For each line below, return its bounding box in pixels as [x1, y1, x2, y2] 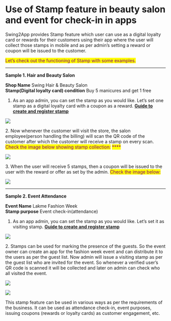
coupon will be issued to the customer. [5, 47, 87, 54]
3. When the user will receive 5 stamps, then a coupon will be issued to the [5, 163, 163, 169]
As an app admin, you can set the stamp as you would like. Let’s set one [12, 97, 164, 103]
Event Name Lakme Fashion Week [5, 203, 78, 209]
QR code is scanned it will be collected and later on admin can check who [5, 264, 160, 271]
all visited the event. [5, 270, 47, 276]
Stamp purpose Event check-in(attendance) [5, 208, 98, 214]
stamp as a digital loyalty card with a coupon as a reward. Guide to [12, 103, 153, 109]
